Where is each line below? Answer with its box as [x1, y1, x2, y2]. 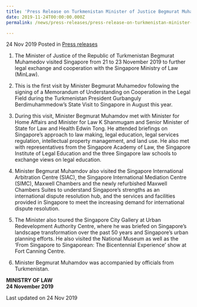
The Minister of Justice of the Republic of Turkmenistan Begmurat [14, 52, 175, 59]
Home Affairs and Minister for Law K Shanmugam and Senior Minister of [14, 119, 189, 126]
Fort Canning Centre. [14, 248, 66, 255]
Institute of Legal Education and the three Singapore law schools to [14, 150, 177, 157]
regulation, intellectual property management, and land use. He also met [14, 138, 189, 145]
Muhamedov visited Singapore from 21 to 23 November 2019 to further [14, 58, 186, 65]
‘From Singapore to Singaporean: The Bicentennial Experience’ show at [14, 242, 186, 249]
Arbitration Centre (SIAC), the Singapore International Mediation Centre [14, 174, 186, 181]
